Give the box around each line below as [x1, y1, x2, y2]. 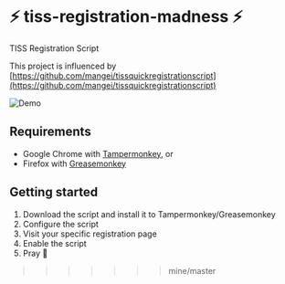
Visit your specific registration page [22, 228, 157, 239]
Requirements [9, 124, 91, 140]
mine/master [168, 265, 216, 276]
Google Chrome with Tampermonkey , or [22, 148, 174, 159]
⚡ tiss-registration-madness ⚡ [9, 6, 244, 27]
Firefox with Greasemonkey [22, 158, 126, 169]
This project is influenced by [9, 60, 117, 71]
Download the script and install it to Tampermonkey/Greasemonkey [22, 208, 276, 219]
